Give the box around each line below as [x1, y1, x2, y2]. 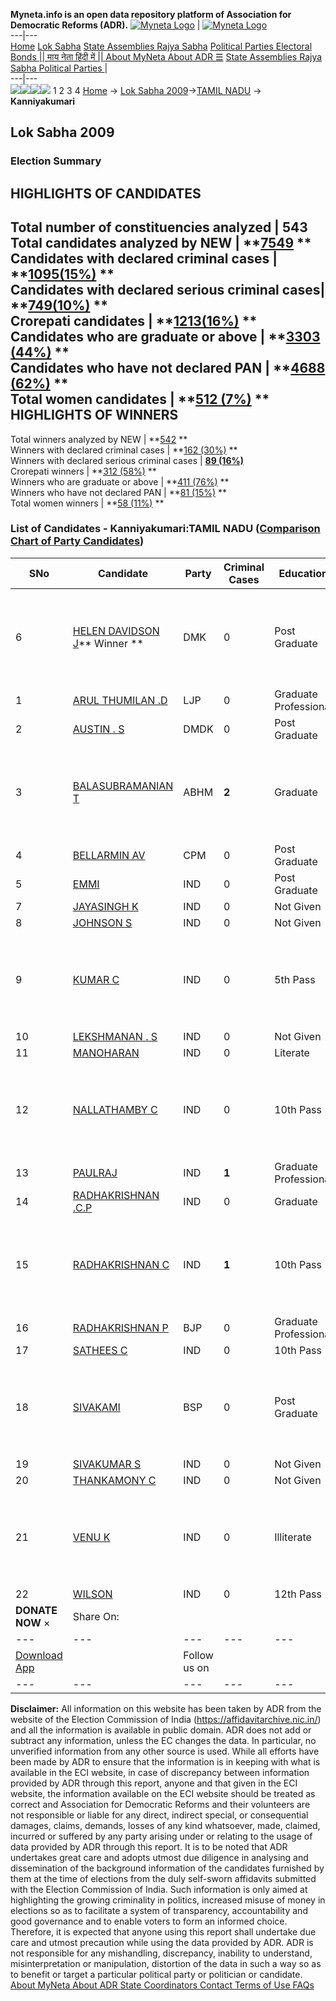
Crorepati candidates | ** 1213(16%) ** [10, 313, 258, 330]
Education [278, 566, 328, 580]
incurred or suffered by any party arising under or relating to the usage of [10, 1830, 313, 1842]
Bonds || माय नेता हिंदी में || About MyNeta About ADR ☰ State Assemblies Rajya [10, 51, 323, 63]
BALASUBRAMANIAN [72, 779, 174, 793]
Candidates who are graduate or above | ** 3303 [10, 329, 321, 346]
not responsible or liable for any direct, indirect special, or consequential [10, 1809, 309, 1821]
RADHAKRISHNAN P [72, 1320, 169, 1334]
